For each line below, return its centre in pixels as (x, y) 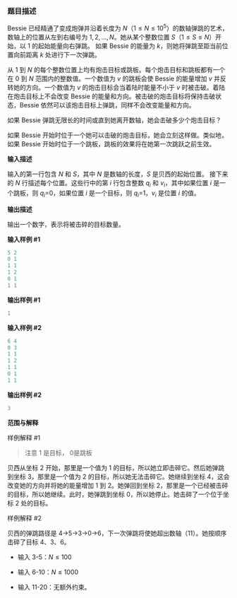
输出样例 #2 (25, 394)
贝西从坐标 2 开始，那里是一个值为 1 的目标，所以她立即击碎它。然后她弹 (113, 467)
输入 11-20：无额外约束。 (54, 587)
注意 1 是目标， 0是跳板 (59, 452)
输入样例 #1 (24, 239)
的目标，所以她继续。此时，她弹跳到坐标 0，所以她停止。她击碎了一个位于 (115, 494)
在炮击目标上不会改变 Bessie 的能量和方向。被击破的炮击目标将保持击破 (111, 96)
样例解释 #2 (25, 518)
